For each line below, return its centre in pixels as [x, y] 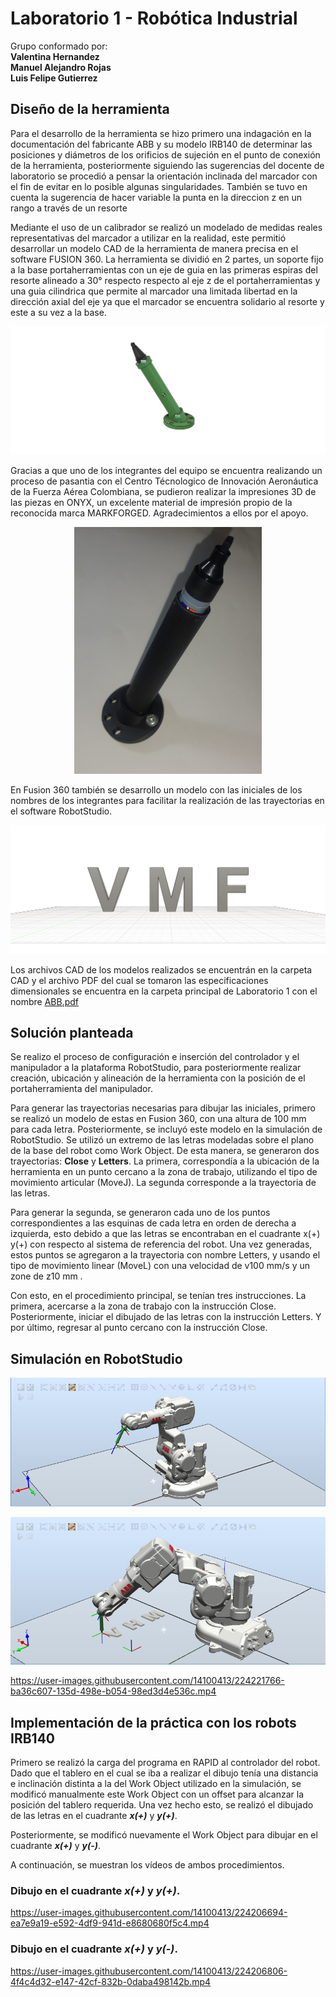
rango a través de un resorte [69, 208]
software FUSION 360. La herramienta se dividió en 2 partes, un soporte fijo [167, 259]
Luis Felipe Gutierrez [54, 78]
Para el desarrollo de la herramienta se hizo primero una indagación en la [161, 133]
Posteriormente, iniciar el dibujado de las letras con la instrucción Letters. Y [166, 1317]
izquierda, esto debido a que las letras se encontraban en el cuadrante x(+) [165, 1234]
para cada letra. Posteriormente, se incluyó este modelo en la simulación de [166, 1129]
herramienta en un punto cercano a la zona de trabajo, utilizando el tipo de [164, 1172]
